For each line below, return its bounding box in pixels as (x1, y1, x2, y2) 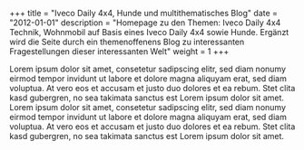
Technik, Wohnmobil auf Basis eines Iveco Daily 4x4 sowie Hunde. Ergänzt (9, 27, 289, 37)
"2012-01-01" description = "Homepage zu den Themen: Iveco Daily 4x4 (9, 17, 281, 28)
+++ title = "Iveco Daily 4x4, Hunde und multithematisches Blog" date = (9, 8, 279, 18)
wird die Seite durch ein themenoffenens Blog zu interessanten (9, 36, 245, 47)
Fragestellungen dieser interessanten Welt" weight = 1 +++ (9, 46, 230, 57)
